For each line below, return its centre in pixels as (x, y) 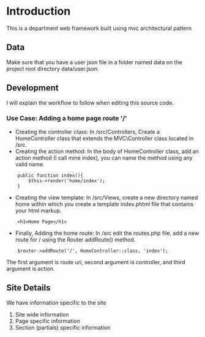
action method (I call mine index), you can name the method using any (104, 158)
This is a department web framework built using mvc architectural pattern (99, 28)
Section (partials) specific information (63, 327)
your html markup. (38, 210)
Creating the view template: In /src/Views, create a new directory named (106, 198)
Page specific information (48, 321)
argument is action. (31, 268)
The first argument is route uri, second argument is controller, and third (96, 262)
